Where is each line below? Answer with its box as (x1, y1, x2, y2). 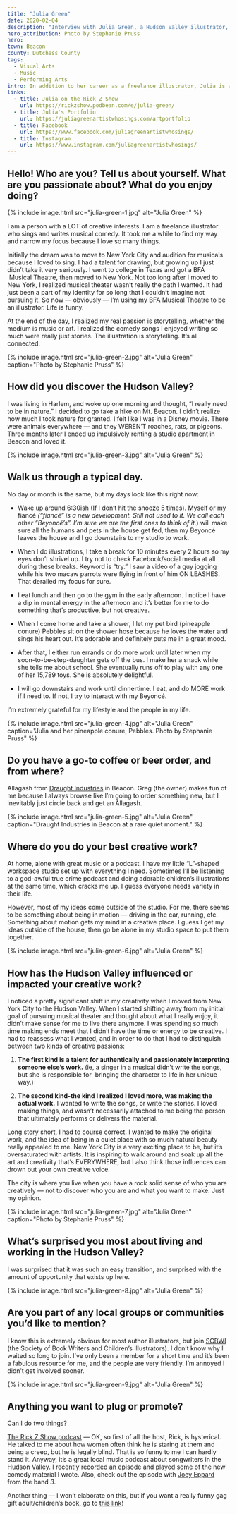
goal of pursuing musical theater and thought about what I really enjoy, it (7, 1012, 219, 1020)
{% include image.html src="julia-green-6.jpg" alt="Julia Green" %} (7, 946, 203, 956)
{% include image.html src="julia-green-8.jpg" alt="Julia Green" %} (7, 1286, 204, 1295)
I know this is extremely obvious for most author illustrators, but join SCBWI (7, 1336, 226, 1345)
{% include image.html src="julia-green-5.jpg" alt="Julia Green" (7, 812, 193, 822)
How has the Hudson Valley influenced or (7, 967, 193, 979)
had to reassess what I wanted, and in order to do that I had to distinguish (7, 1034, 221, 1042)
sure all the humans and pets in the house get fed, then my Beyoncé (17, 526, 216, 535)
